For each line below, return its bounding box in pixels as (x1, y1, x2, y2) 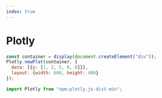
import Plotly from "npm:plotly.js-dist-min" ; (6, 86, 123, 92)
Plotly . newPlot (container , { (6, 59, 78, 65)
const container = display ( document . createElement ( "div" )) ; (6, 54, 157, 60)
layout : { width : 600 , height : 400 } (11, 70, 99, 76)
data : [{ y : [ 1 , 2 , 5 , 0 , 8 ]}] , (11, 64, 88, 71)
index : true (6, 8, 35, 15)
